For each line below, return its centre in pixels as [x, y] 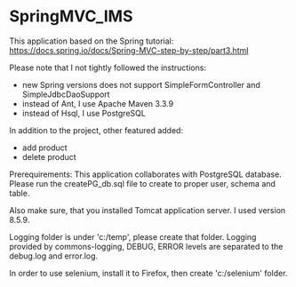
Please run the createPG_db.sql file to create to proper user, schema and [142, 183]
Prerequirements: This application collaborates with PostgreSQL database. [145, 174]
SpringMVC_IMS [71, 16]
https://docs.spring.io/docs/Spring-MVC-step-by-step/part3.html [129, 50]
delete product [49, 156]
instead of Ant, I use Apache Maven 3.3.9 [98, 103]
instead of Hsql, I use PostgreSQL [84, 113]
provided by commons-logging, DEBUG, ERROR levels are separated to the [146, 246]
